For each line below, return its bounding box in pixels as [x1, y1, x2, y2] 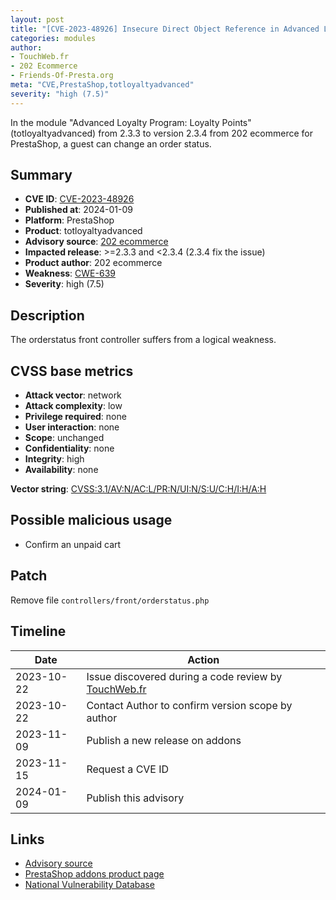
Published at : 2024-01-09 [24, 204, 133, 216]
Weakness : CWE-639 [24, 267, 116, 280]
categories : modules [10, 33, 97, 43]
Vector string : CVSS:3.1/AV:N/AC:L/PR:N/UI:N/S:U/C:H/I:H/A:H [10, 483, 267, 495]
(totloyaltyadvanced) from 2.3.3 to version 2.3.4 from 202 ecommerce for [10, 127, 313, 139]
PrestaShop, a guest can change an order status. [10, 137, 212, 150]
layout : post [10, 14, 65, 25]
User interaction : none [24, 421, 120, 433]
